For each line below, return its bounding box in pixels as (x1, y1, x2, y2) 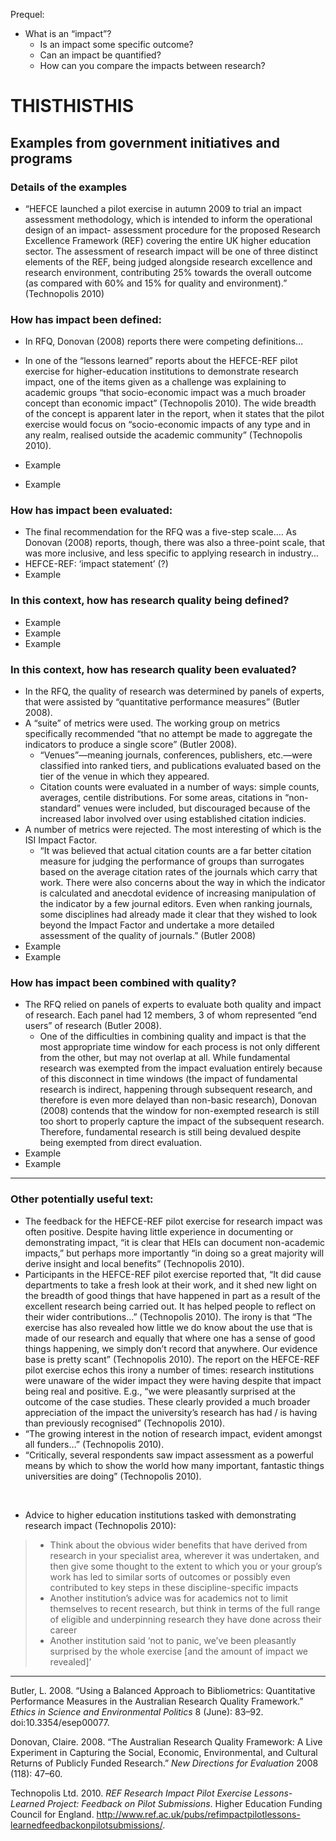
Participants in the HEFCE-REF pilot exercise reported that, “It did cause (24, 1268, 322, 1280)
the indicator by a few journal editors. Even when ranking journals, (39, 898, 313, 910)
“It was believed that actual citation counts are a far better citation (39, 845, 312, 857)
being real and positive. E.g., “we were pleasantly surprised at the (24, 1385, 296, 1397)
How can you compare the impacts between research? (39, 60, 266, 71)
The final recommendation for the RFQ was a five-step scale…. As (24, 526, 297, 538)
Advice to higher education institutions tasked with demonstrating (24, 1509, 297, 1521)
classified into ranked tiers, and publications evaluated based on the (39, 760, 322, 772)
